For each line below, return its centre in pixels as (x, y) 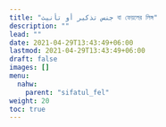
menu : (19, 76)
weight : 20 (29, 101)
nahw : (28, 84)
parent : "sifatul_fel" (67, 92)
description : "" (39, 26)
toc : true (28, 109)
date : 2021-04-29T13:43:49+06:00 (71, 42)
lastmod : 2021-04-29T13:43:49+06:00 (77, 51)
